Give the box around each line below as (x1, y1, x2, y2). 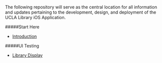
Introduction (12, 34, 37, 39)
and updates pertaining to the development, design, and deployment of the (5, 9, 157, 15)
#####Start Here (5, 24, 40, 30)
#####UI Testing (5, 43, 39, 48)
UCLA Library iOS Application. (5, 15, 66, 20)
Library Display (12, 52, 43, 58)
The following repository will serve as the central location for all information (5, 4, 158, 10)
